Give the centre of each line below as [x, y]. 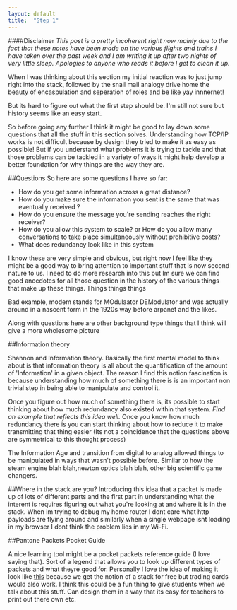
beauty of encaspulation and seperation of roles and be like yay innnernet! [116, 92]
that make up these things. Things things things [77, 288]
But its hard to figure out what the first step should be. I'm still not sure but [116, 105]
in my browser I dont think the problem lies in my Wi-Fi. [88, 527]
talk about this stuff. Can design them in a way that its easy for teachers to [116, 592]
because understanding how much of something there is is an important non [119, 380]
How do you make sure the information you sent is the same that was [119, 199]
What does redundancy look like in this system [86, 244]
